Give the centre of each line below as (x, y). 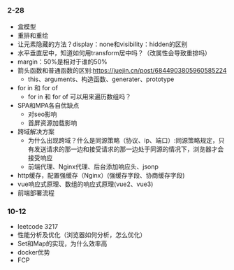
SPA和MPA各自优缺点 (48, 105)
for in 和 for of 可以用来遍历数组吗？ (79, 97)
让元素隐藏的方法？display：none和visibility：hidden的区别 (102, 44)
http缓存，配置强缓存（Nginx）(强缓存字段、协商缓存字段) (101, 175)
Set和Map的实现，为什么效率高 (62, 243)
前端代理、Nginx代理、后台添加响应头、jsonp (93, 166)
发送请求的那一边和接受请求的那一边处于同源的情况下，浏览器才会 (129, 149)
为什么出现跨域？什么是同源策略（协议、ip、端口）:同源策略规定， (123, 140)
